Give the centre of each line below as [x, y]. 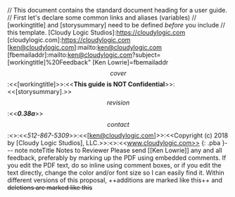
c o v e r [118, 73]
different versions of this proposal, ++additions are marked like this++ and [115, 180]
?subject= [146, 55]
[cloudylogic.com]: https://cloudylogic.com [69, 40]
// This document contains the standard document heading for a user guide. [117, 10]
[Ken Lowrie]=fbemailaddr [131, 62]
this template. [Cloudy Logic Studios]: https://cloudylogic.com [96, 32]
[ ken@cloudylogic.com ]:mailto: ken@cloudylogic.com [85, 47]
